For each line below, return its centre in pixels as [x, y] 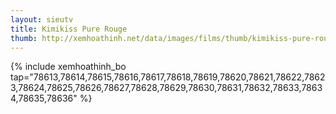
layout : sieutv [42, 19]
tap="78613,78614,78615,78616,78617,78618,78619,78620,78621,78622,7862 [168, 77]
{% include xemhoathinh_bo [68, 67]
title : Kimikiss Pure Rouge [69, 29]
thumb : [24, 38]
